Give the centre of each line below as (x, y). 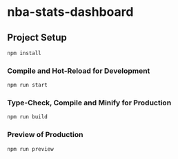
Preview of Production (45, 135)
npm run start (28, 85)
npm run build (28, 117)
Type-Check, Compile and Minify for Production (89, 103)
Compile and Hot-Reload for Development (79, 71)
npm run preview (30, 149)
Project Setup (37, 38)
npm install (24, 53)
